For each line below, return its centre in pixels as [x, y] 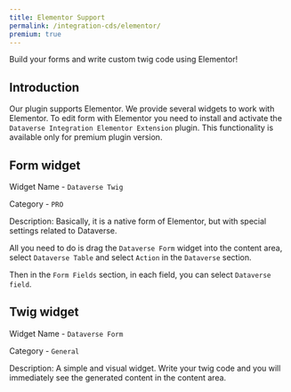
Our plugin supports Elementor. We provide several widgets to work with [142, 109]
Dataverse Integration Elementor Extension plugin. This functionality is [141, 128]
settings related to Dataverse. [63, 231]
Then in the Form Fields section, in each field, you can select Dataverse [140, 274]
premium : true [36, 34]
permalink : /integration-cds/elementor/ [85, 26]
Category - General [44, 351]
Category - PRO [36, 204]
